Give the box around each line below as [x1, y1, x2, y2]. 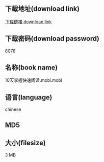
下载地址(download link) [5, 4, 80, 13]
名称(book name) [5, 64, 58, 72]
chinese [5, 106, 21, 112]
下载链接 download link [5, 19, 52, 25]
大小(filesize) [5, 139, 46, 147]
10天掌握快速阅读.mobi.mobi [5, 77, 62, 83]
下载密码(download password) [5, 34, 100, 43]
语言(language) [5, 93, 52, 101]
